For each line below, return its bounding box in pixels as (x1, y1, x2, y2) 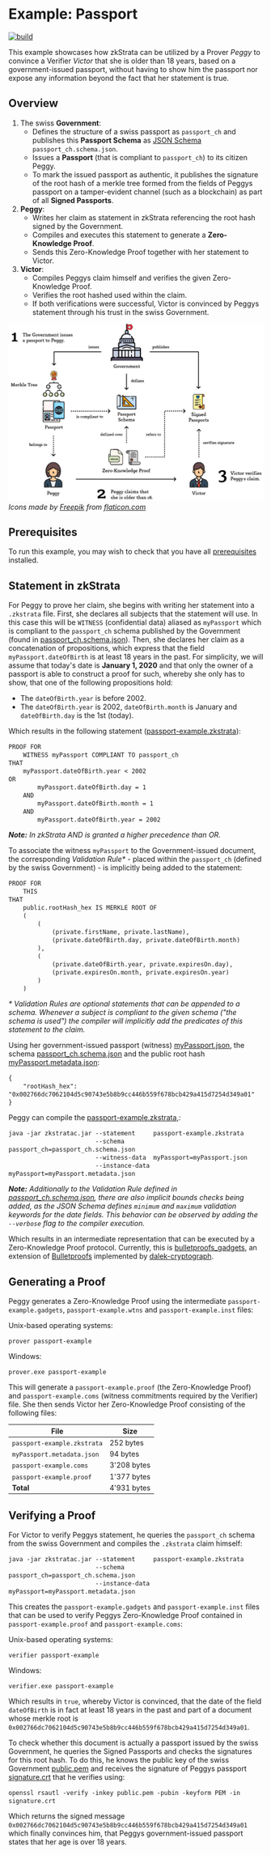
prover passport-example (8, 1337, 92, 1346)
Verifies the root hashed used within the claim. (32, 290, 188, 299)
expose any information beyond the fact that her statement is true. (8, 73, 229, 83)
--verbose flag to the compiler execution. (8, 1219, 146, 1229)
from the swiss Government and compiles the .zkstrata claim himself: (8, 1539, 243, 1548)
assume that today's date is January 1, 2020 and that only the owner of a (8, 660, 253, 670)
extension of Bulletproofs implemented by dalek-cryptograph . (8, 1251, 214, 1261)
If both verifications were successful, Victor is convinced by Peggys (32, 299, 260, 308)
